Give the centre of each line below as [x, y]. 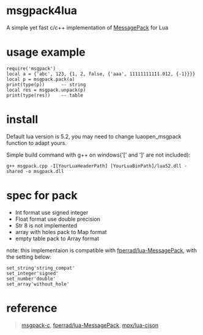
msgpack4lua [42, 11]
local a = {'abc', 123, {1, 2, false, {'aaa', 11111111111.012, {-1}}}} [101, 74]
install [22, 120]
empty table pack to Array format [57, 238]
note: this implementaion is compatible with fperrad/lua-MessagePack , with [102, 250]
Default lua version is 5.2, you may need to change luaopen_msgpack [94, 136]
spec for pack [42, 196]
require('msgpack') [31, 68]
